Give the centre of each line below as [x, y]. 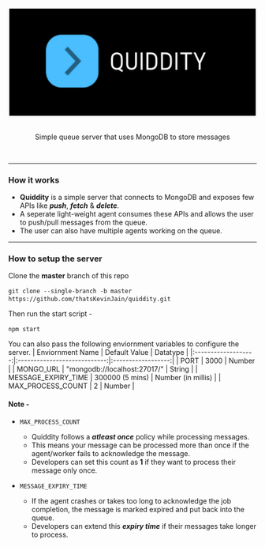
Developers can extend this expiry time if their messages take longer [144, 526]
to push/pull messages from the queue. [84, 222]
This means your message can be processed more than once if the [140, 445]
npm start [24, 330]
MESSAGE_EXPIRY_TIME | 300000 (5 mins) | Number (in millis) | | [115, 378]
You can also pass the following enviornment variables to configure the [123, 344]
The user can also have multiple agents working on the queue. [121, 230]
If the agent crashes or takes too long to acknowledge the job [131, 501]
